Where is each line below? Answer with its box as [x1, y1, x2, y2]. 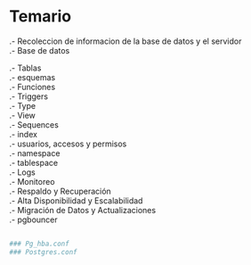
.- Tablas [9, 62, 42, 73]
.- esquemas [9, 71, 56, 82]
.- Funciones [9, 81, 56, 92]
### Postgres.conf [9, 247, 77, 256]
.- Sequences [9, 119, 60, 130]
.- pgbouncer [9, 214, 58, 225]
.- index [9, 128, 38, 139]
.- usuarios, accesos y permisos [9, 138, 127, 149]
